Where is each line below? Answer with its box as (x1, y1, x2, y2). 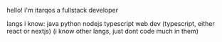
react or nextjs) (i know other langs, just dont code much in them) (6, 27, 199, 35)
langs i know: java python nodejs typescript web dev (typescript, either (6, 20, 215, 27)
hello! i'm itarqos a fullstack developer (6, 6, 119, 14)
